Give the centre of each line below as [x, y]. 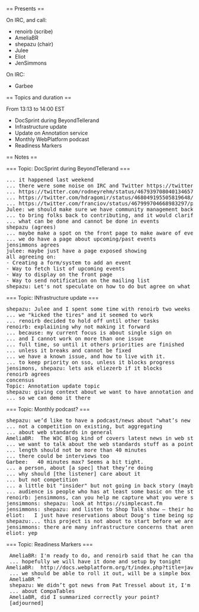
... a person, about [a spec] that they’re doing [80, 468]
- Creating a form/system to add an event [69, 263]
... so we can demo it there [48, 398]
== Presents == [25, 9]
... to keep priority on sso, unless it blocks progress [91, 362]
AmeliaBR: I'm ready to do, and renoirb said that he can [95, 555]
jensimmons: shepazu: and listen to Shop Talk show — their [95, 509]
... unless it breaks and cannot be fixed [69, 350]
